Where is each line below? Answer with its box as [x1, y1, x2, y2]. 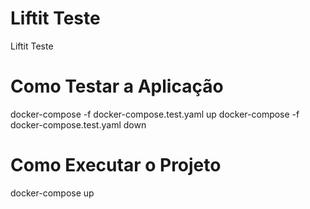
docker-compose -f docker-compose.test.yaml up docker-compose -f [10, 108, 300, 120]
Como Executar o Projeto [10, 154, 222, 177]
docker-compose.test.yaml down [10, 118, 147, 131]
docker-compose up [10, 187, 95, 199]
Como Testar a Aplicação [10, 75, 224, 98]
